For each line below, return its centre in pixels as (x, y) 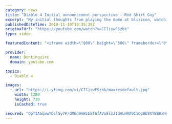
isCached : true (31, 104)
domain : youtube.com (32, 62)
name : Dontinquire (30, 57)
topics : (14, 71)
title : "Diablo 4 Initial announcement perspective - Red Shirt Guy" (81, 15)
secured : (15, 113)
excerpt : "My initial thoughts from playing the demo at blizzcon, (79, 19)
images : (14, 85)
